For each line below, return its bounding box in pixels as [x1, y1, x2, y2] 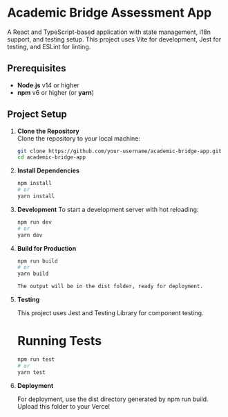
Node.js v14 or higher [17, 81, 79, 89]
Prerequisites [7, 62, 66, 74]
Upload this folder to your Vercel [17, 402, 111, 410]
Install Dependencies [17, 166, 79, 175]
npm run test [17, 356, 55, 363]
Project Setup [7, 109, 68, 121]
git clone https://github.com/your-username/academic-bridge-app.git [17, 148, 222, 154]
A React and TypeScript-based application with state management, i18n [7, 28, 211, 36]
